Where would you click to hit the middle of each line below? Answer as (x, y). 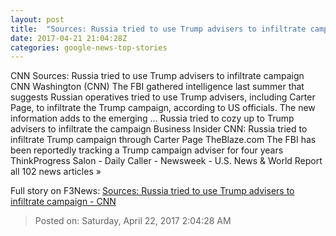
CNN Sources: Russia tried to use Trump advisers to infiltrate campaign (157, 76)
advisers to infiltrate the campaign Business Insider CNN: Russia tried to (159, 129)
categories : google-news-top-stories (89, 47)
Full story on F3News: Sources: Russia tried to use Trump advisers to (152, 191)
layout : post (37, 19)
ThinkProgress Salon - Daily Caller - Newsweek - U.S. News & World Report (166, 161)
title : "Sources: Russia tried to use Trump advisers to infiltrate (158, 29)
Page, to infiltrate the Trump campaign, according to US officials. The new (163, 108)
